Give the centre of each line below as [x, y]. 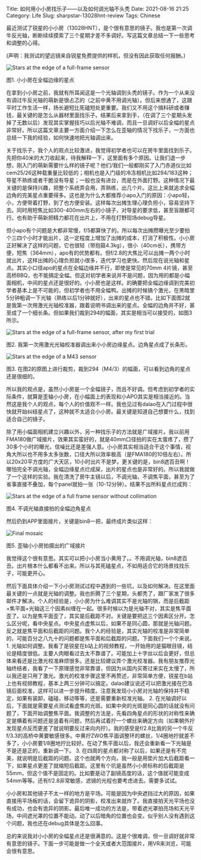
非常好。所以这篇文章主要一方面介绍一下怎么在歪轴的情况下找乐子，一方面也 [100, 130]
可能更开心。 [32, 573]
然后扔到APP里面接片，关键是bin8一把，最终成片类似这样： [80, 521]
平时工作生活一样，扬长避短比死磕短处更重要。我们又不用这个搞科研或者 [95, 107]
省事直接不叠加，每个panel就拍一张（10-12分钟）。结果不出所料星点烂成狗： [100, 484]
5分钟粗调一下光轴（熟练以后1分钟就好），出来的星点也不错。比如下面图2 [96, 298]
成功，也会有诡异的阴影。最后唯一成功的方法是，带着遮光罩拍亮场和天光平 [103, 808]
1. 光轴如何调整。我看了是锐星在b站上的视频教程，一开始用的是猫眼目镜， [97, 646]
